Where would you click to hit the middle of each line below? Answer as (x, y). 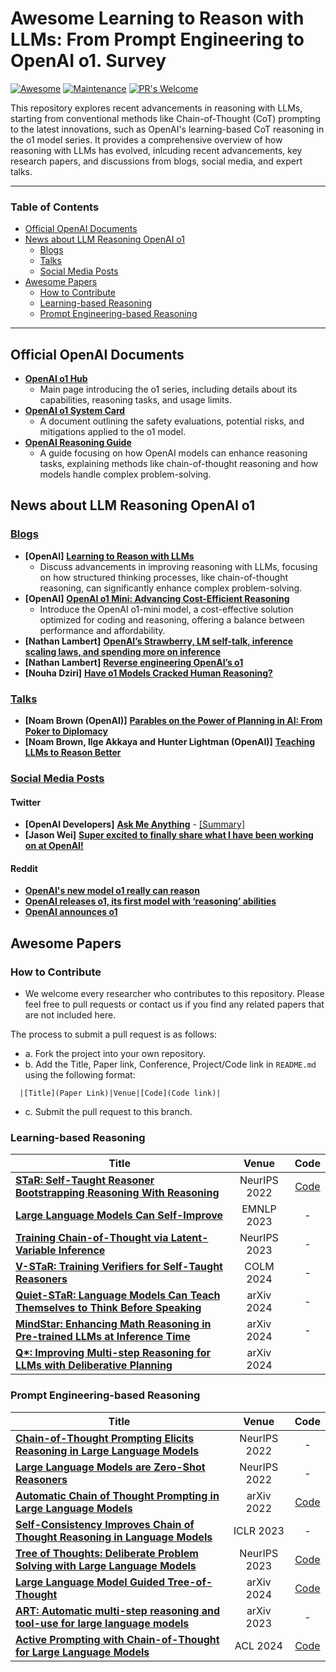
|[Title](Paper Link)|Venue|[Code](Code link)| (120, 1093)
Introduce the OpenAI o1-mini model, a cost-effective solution (166, 609)
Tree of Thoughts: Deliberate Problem (107, 1553)
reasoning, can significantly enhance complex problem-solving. (171, 588)
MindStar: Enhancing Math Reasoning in (113, 1324)
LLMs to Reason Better (73, 753)
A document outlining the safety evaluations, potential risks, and (172, 421)
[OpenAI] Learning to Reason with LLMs (109, 556)
